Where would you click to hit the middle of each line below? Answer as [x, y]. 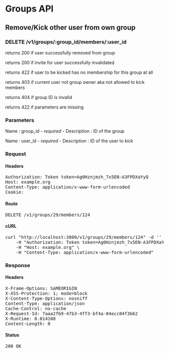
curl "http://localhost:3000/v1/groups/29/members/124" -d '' [83, 237]
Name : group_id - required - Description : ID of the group [65, 131]
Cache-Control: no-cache [36, 308]
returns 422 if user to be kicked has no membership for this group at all [79, 72]
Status [12, 335]
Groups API [29, 9]
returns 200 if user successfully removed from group [60, 53]
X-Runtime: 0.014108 [31, 318]
